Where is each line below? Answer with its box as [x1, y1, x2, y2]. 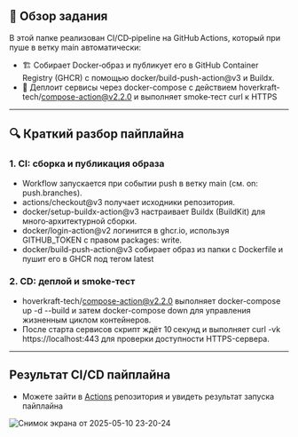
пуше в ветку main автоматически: [9, 42, 142, 52]
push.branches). [21, 187, 82, 198]
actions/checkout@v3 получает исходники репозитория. [21, 196, 236, 207]
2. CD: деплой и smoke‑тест [9, 275, 136, 288]
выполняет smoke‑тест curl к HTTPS [140, 91, 278, 102]
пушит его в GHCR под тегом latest [21, 253, 154, 264]
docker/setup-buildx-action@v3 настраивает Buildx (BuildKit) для [21, 206, 266, 217]
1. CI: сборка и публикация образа [9, 157, 165, 170]
